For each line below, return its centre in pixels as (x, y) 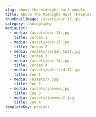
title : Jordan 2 (31, 47)
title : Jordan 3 (31, 56)
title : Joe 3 (27, 93)
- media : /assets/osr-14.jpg (40, 61)
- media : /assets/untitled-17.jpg (45, 70)
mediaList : (16, 28)
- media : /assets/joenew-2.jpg (42, 98)
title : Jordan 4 (31, 65)
